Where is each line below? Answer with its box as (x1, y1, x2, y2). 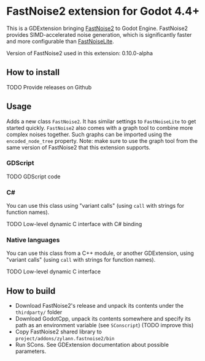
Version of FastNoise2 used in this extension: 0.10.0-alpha (6, 49, 153, 56)
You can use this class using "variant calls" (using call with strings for (6, 202, 185, 210)
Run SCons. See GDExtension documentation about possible (15, 341, 169, 349)
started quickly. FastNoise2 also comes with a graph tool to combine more (6, 124, 193, 131)
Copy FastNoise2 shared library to (15, 328, 102, 335)
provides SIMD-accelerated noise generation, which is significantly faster (6, 31, 192, 38)
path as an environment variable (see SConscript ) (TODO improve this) (15, 322, 194, 329)
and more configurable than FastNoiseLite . (6, 37, 115, 45)
